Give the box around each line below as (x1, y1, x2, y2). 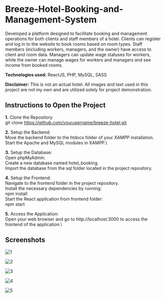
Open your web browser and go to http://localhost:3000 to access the (5, 216, 148, 222)
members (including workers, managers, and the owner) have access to (5, 46, 152, 52)
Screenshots (5, 236, 45, 244)
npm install (5, 190, 28, 197)
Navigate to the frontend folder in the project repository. (5, 180, 120, 186)
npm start (5, 201, 25, 207)
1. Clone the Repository (5, 114, 53, 120)
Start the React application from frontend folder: (5, 196, 103, 202)
